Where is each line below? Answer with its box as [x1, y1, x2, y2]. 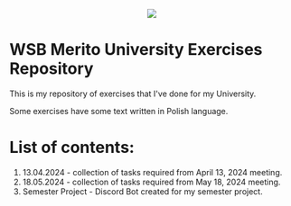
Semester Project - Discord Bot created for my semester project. [22, 185, 264, 197]
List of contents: [9, 138, 136, 157]
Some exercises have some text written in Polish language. [9, 105, 229, 116]
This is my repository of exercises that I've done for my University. [9, 88, 257, 99]
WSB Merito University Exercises [9, 40, 263, 60]
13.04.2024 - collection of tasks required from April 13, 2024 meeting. [22, 166, 283, 177]
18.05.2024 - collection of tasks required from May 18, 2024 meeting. [22, 176, 281, 187]
